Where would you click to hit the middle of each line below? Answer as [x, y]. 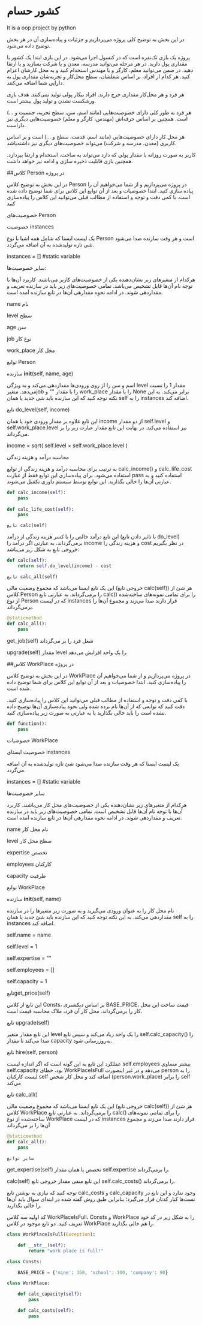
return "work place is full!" [66, 1251]
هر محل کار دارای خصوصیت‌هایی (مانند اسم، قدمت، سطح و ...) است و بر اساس [96, 137]
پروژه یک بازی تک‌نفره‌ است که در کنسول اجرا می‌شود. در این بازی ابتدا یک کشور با [99, 57]
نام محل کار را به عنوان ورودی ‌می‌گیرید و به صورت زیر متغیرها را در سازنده [91, 911]
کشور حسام [34, 11]
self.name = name [29, 935]
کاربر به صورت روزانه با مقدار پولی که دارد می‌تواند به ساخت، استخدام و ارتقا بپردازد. [101, 155]
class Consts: [25, 1261]
